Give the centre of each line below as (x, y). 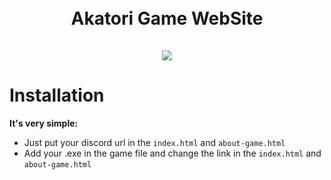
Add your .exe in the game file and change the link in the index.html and (172, 153)
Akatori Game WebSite (167, 18)
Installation (57, 95)
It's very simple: (44, 123)
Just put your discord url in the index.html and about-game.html (154, 143)
